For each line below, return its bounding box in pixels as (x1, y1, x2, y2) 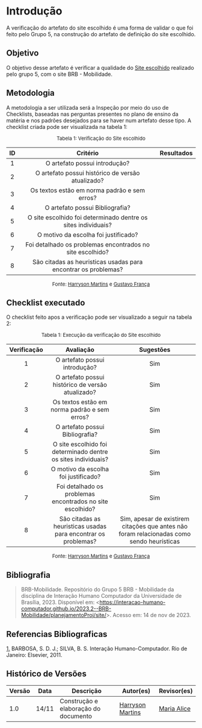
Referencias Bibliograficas (6, 629, 108, 639)
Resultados (159, 149, 193, 157)
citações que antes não (121, 522, 188, 531)
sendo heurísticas (129, 538, 180, 546)
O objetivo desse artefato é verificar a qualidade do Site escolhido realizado (6, 64, 194, 71)
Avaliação (65, 345, 94, 354)
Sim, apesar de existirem (120, 515, 190, 523)
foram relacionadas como (118, 530, 191, 538)
